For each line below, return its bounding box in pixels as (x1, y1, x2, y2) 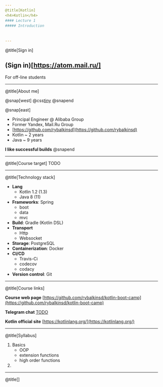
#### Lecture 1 (5, 18, 36, 23)
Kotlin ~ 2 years (12, 131, 44, 138)
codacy (19, 266, 35, 272)
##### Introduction (5, 23, 45, 28)
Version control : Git (12, 271, 52, 277)
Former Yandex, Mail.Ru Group (12, 121, 74, 127)
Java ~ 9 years (12, 137, 42, 143)
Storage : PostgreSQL (12, 240, 55, 246)
